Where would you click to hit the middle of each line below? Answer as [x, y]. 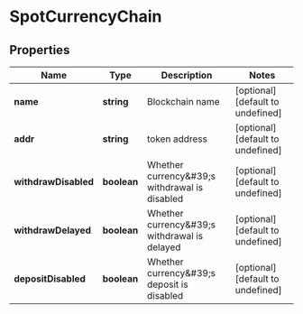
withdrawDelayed [53, 230]
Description [187, 75]
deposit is [168, 284]
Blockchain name [184, 102]
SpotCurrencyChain [86, 17]
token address [177, 139]
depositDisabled [50, 279]
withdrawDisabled [54, 182]
